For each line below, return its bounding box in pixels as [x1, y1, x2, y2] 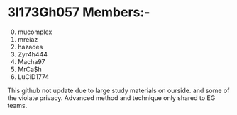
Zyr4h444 [17, 50, 48, 59]
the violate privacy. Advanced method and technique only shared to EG [7, 93, 216, 102]
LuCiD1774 [17, 72, 50, 81]
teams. [7, 101, 28, 109]
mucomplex [17, 28, 53, 36]
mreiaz [17, 35, 38, 43]
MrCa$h [17, 65, 43, 73]
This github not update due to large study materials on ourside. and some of [7, 86, 230, 95]
